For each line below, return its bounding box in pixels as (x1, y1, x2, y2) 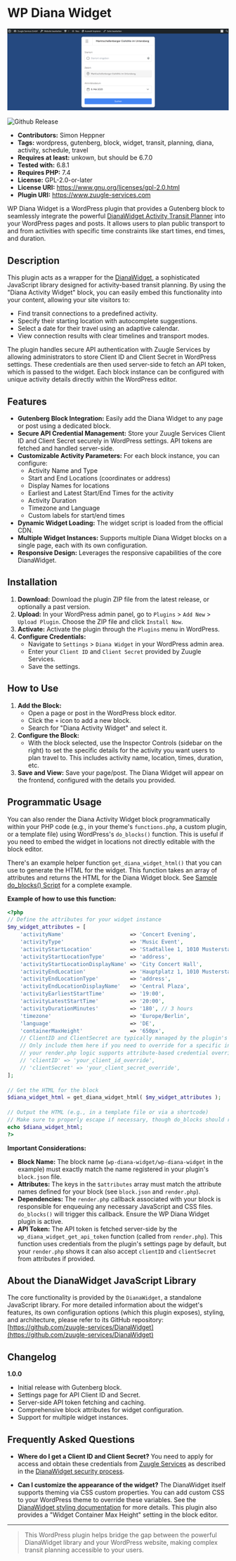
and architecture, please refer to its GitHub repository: (7, 1316, 164, 1324)
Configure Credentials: (17, 632, 86, 641)
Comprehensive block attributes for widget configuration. (17, 1406, 184, 1414)
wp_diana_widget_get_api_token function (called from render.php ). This (17, 1232, 223, 1241)
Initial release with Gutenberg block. (17, 1383, 122, 1392)
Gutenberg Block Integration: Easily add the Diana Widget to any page (17, 414, 223, 423)
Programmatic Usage (7, 796, 102, 809)
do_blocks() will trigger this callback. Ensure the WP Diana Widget (17, 1210, 210, 1218)
